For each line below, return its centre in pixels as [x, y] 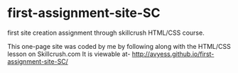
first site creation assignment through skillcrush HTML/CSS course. [106, 33]
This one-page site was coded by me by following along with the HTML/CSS [119, 46]
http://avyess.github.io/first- [173, 54]
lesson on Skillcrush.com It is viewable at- [69, 54]
